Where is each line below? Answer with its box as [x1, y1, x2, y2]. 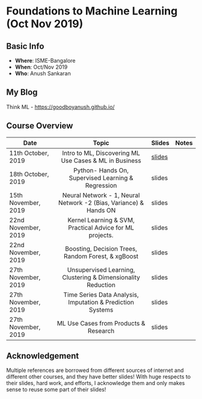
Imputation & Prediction [68, 298, 134, 306]
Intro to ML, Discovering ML [62, 149, 140, 157]
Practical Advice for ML [68, 223, 134, 231]
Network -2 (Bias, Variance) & [58, 198, 144, 207]
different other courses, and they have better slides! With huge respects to [6, 373, 191, 380]
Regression [85, 181, 117, 189]
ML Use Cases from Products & [57, 319, 145, 327]
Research [87, 327, 115, 335]
